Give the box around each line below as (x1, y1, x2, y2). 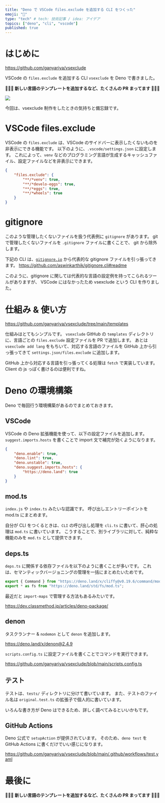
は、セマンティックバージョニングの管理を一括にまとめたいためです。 (5, 569, 146, 575)
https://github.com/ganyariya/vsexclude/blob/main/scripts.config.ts (5, 661, 142, 667)
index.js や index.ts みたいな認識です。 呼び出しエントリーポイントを (5, 506, 148, 512)
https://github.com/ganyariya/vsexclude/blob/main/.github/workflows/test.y (5, 751, 159, 757)
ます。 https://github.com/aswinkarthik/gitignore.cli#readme (5, 262, 127, 268)
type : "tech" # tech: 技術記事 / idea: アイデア (5, 16, 101, 21)
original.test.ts (19, 697, 55, 702)
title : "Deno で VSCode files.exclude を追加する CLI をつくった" (5, 7, 136, 12)
